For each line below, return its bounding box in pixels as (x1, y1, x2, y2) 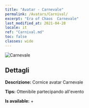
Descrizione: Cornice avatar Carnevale (5, 79, 84, 85)
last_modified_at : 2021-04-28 (5, 20, 66, 26)
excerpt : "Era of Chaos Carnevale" (5, 16, 79, 21)
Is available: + (5, 98, 34, 104)
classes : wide (5, 39, 34, 44)
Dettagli (5, 66, 30, 74)
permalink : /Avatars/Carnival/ (5, 12, 68, 17)
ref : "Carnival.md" (5, 30, 44, 35)
